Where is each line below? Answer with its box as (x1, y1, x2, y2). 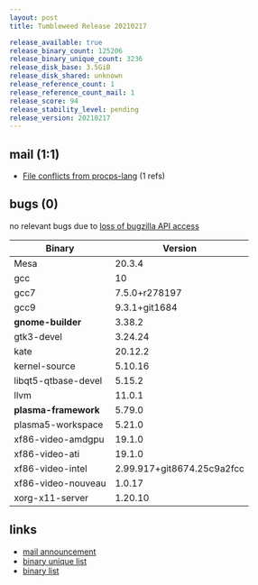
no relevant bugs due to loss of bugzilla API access (9, 220, 200, 231)
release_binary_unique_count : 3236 (9, 55, 143, 64)
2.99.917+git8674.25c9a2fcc (115, 462, 245, 474)
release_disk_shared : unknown (9, 71, 124, 81)
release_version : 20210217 (9, 114, 111, 123)
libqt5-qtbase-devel (14, 374, 103, 387)
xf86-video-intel (14, 462, 88, 474)
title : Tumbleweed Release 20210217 (9, 22, 147, 31)
